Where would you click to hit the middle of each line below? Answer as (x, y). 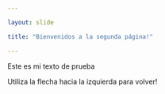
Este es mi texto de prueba (51, 66)
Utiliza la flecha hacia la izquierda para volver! (82, 81)
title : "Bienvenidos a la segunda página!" (81, 36)
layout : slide (31, 22)
